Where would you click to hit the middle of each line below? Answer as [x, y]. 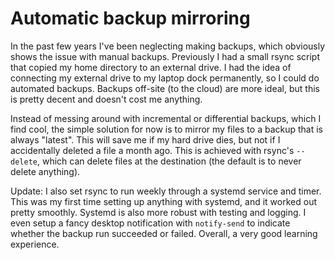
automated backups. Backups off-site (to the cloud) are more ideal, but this [165, 88]
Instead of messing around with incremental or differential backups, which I [166, 118]
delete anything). [45, 171]
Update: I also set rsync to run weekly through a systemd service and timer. [166, 191]
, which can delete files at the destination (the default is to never [169, 161]
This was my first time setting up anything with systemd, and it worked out [163, 201]
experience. [35, 244]
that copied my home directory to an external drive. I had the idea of [151, 67]
